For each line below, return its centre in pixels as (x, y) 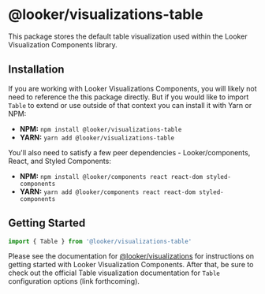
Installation (36, 70)
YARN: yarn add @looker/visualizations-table (97, 137)
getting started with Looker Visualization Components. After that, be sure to (131, 265)
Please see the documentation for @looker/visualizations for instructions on (131, 256)
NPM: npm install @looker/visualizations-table (101, 128)
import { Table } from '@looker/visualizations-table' (100, 241)
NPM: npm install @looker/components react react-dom (111, 176)
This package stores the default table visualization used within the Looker (128, 36)
